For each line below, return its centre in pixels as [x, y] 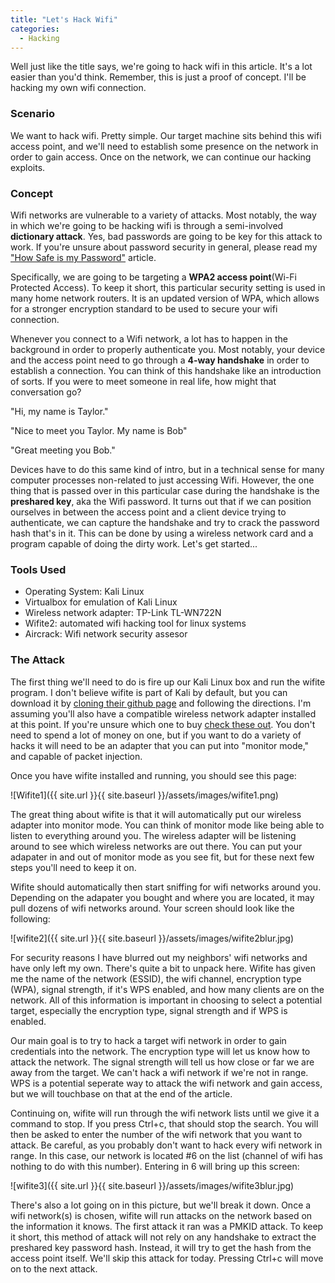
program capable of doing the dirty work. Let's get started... [134, 543]
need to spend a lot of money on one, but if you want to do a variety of [156, 735]
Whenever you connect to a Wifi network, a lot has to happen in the [149, 338]
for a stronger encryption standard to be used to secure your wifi [144, 308]
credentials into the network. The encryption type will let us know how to [160, 1051]
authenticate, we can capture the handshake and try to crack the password [165, 522]
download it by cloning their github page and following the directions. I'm [161, 703]
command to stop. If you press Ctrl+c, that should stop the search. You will [164, 1123]
